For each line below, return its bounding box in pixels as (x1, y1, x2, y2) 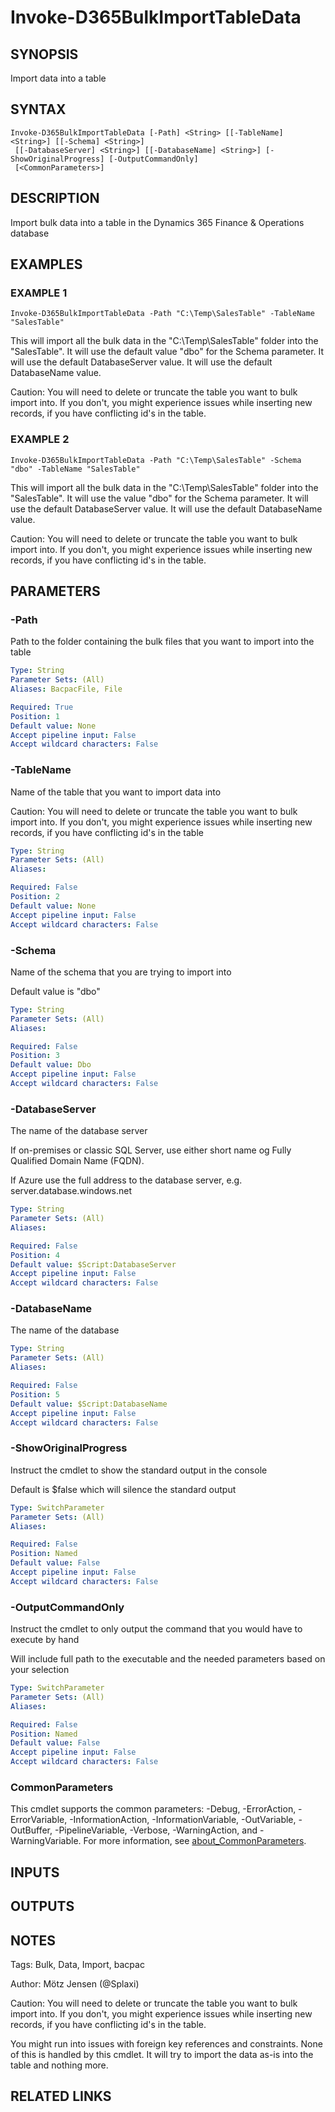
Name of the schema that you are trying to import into (10, 966, 232, 978)
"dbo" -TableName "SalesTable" (10, 464, 141, 474)
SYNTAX (10, 101, 67, 118)
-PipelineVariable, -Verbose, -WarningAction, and (54, 1824, 258, 1836)
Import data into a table (10, 72, 107, 84)
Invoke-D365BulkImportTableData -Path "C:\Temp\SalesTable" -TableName (10, 309, 315, 319)
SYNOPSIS (10, 46, 79, 63)
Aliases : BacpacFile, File (10, 684, 123, 695)
